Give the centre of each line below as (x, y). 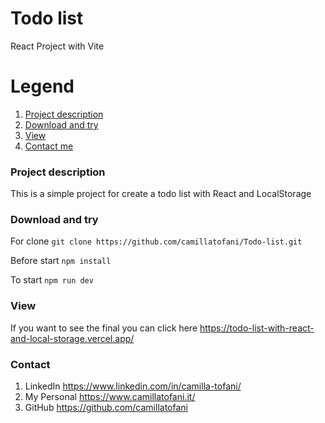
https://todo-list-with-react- (257, 328)
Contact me (49, 146)
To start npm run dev (52, 280)
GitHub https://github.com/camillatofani (106, 408)
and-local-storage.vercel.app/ (72, 338)
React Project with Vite (57, 46)
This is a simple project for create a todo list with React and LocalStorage (161, 194)
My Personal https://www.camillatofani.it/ (110, 397)
